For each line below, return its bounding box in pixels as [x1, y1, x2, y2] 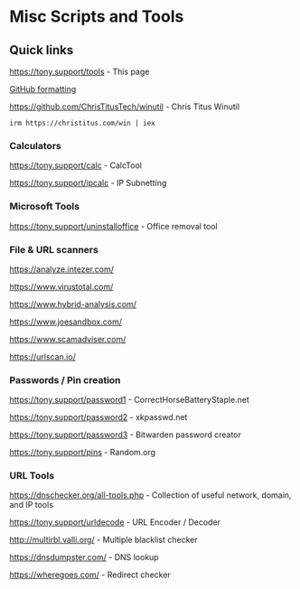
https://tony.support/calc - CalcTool [9, 160, 143, 171]
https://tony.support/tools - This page [9, 66, 150, 77]
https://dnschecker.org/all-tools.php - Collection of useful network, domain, [9, 490, 292, 500]
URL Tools [9, 470, 55, 482]
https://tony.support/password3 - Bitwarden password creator [9, 429, 242, 440]
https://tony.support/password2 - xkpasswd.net [9, 412, 188, 423]
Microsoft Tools [9, 201, 80, 213]
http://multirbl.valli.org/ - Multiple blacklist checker [9, 535, 198, 546]
